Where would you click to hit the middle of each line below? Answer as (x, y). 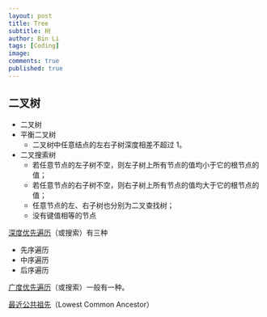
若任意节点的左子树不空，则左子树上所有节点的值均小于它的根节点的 (146, 165)
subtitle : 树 (30, 31)
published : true (36, 69)
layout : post (30, 16)
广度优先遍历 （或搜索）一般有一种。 (69, 287)
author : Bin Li (34, 38)
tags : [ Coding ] (34, 46)
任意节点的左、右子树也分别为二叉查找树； (103, 205)
